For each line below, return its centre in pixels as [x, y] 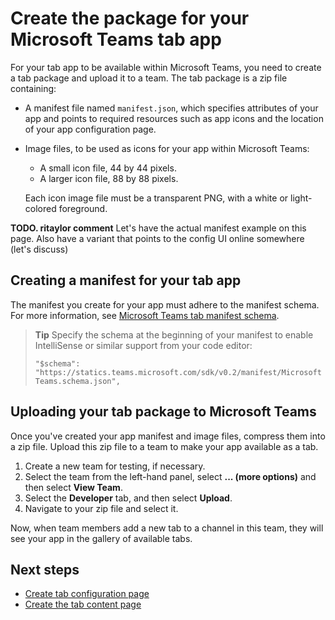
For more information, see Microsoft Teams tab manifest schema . [145, 315]
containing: [33, 88]
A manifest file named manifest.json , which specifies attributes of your [171, 108]
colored [40, 208]
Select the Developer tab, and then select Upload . [128, 498]
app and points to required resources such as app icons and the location [174, 118]
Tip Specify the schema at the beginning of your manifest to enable [174, 334]
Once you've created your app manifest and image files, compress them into [168, 436]
